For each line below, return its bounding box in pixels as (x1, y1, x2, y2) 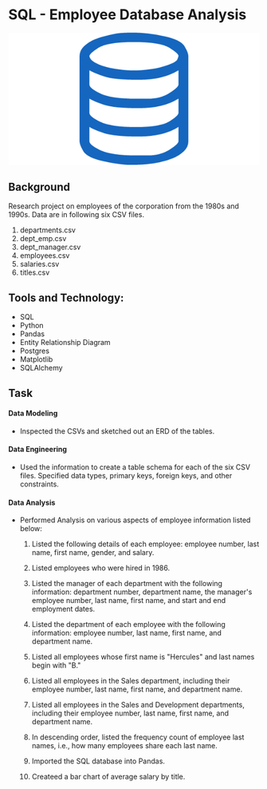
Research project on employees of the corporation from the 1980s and (8, 201, 239, 211)
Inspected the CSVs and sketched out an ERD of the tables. (19, 426, 215, 436)
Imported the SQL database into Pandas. (31, 756, 166, 766)
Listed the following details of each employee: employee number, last (31, 539, 260, 549)
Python (19, 321, 44, 331)
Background (8, 180, 70, 193)
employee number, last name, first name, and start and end (31, 596, 226, 605)
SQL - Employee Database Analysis (8, 6, 247, 24)
